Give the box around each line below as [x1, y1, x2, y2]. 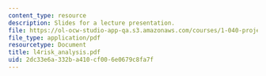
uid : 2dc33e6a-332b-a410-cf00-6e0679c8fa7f [8, 56, 154, 64]
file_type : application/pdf [8, 33, 101, 42]
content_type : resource [8, 11, 87, 20]
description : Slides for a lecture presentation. [8, 19, 176, 27]
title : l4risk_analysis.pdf [8, 48, 101, 56]
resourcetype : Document [8, 41, 87, 49]
